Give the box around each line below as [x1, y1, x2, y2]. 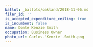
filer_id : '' [5, 12, 32, 17]
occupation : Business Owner [5, 30, 63, 35]
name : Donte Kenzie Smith [5, 25, 58, 30]
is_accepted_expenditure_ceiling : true [5, 16, 87, 21]
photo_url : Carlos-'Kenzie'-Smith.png [5, 35, 84, 40]
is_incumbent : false [5, 21, 47, 26]
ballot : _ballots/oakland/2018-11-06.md [5, 7, 89, 12]
